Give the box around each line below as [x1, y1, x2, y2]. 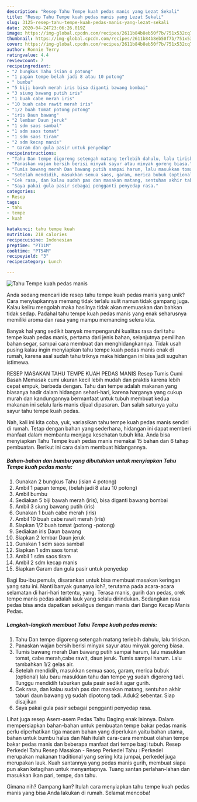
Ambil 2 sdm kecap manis [15, 559, 78, 566]
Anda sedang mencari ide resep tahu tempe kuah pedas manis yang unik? [6, 291, 185, 298]
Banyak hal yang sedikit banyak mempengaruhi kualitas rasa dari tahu [6, 327, 175, 335]
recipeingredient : [6, 63, 51, 69]
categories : [6, 188, 36, 194]
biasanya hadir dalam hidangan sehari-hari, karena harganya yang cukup [6, 389, 183, 395]
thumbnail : [6, 36, 33, 42]
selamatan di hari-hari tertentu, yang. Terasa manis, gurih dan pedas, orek [6, 589, 185, 596]
